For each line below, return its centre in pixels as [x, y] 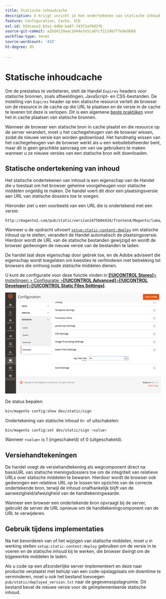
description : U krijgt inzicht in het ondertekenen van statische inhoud [83, 16]
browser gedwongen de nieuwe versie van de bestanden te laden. [72, 246]
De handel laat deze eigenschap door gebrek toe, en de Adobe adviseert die [83, 255]
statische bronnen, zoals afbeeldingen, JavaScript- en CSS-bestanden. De [81, 96]
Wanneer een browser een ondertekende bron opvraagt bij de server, [76, 503]
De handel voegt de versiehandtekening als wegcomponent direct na [75, 467]
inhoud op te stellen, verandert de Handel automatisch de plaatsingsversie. [82, 235]
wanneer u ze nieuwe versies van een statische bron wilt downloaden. [77, 153]
